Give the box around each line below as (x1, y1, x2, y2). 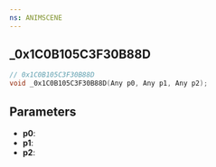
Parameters (9, 104, 77, 119)
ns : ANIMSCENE (9, 13, 63, 23)
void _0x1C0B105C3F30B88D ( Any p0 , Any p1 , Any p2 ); (9, 79, 208, 88)
